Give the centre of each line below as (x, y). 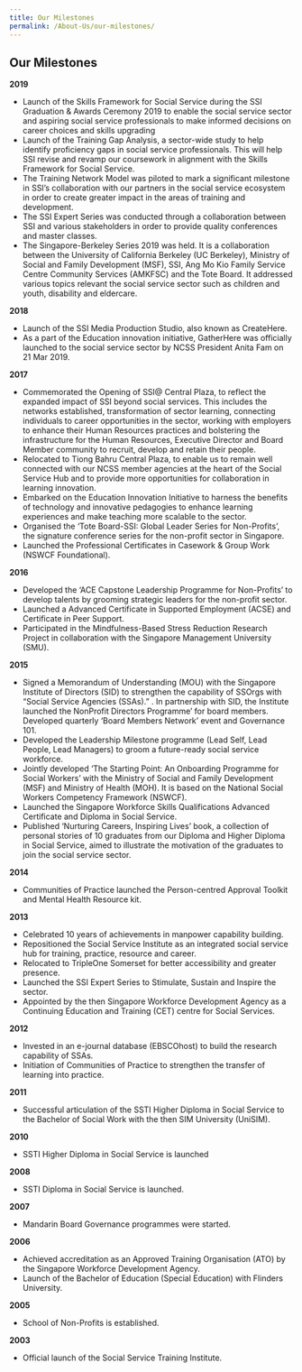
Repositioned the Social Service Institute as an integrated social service (155, 944)
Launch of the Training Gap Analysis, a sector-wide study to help (143, 140)
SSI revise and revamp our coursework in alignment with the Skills (145, 160)
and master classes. (59, 236)
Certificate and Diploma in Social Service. (100, 816)
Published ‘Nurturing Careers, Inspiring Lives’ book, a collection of (146, 826)
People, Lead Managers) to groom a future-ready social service (141, 750)
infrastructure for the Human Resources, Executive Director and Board (153, 440)
